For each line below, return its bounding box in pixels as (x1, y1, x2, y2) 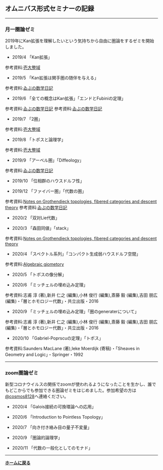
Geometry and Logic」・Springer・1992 (5, 352, 83, 357)
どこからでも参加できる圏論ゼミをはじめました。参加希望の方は (9, 388, 137, 393)
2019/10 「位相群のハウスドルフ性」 (12, 178, 85, 184)
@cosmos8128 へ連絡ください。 (5, 393, 69, 399)
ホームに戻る (5, 460, 31, 466)
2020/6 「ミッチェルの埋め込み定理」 (12, 282, 88, 288)
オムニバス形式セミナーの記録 (5, 4, 95, 13)
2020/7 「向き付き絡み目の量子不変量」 (12, 424, 92, 430)
